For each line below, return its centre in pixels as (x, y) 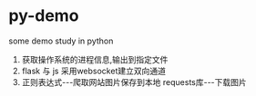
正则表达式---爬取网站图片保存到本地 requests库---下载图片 (134, 82)
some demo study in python (61, 41)
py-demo (44, 16)
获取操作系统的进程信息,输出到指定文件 (95, 59)
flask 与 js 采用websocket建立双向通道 (93, 71)
